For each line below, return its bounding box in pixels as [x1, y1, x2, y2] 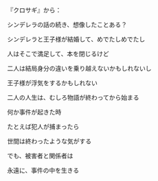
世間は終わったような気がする [7, 137, 91, 145]
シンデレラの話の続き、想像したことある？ [7, 21, 128, 29]
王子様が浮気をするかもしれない [7, 79, 98, 87]
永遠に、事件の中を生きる [7, 167, 80, 174]
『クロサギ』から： [7, 6, 62, 14]
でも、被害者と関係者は [7, 152, 74, 160]
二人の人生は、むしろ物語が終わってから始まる [7, 93, 139, 101]
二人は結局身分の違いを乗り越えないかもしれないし [7, 64, 152, 72]
